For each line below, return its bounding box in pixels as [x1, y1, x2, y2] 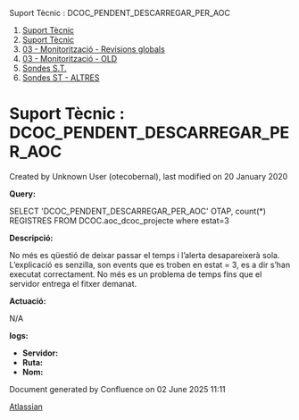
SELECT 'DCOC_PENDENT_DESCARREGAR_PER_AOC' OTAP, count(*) [9, 206, 266, 216]
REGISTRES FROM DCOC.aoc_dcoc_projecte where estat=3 [9, 214, 229, 226]
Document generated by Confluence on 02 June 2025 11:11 [9, 383, 226, 394]
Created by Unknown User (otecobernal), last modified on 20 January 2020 [9, 171, 288, 181]
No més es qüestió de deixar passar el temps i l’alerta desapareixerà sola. [9, 249, 280, 260]
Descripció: [9, 232, 54, 243]
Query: [9, 188, 36, 199]
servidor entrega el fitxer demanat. [9, 278, 137, 289]
